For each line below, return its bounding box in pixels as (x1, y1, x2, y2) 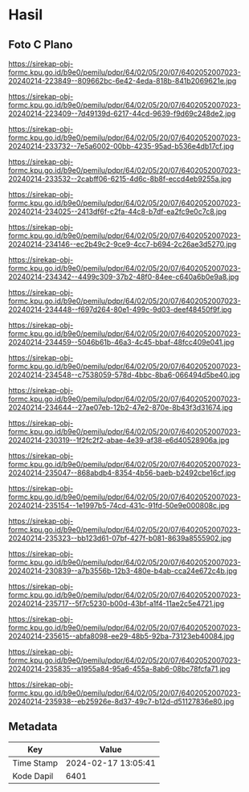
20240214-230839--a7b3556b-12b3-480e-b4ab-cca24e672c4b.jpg (8, 566, 238, 576)
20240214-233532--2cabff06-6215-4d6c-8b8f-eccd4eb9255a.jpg (8, 174, 231, 183)
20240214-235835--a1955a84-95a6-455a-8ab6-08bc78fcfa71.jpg (8, 664, 231, 673)
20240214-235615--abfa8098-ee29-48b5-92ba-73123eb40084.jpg (8, 631, 235, 641)
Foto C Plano (8, 38, 73, 51)
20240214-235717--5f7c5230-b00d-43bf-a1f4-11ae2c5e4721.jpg (8, 599, 225, 608)
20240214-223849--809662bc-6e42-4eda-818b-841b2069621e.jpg (8, 76, 237, 85)
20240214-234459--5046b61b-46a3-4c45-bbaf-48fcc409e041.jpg (8, 338, 235, 347)
